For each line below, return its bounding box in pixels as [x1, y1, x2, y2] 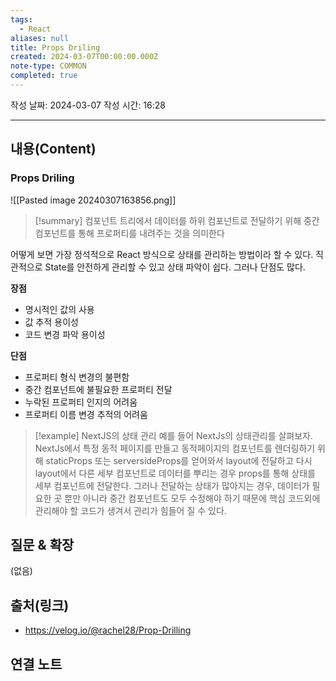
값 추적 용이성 [24, 316, 79, 328]
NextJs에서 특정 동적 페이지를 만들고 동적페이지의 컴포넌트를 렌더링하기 [34, 442, 316, 454]
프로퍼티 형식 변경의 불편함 [24, 371, 130, 383]
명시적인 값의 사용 [24, 303, 95, 315]
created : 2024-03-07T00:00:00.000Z [10, 52, 159, 62]
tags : [10, 14, 33, 25]
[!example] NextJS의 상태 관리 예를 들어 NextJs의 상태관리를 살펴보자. [34, 429, 314, 441]
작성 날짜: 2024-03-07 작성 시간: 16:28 [10, 99, 166, 111]
